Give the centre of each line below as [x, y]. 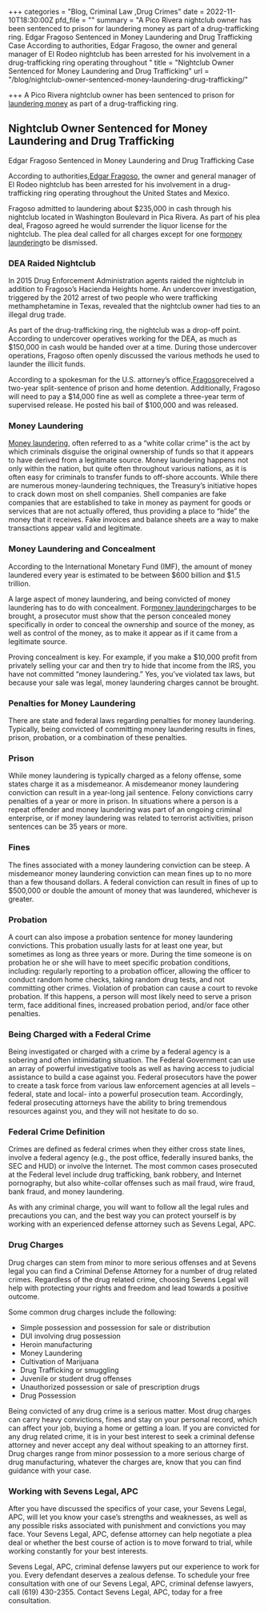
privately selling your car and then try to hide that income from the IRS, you [132, 665]
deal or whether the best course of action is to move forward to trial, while [130, 1542]
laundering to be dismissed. [53, 242]
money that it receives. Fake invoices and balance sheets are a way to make [133, 520]
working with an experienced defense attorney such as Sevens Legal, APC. [132, 1224]
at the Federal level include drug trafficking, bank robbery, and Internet [125, 1174]
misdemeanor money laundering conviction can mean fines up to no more [130, 873]
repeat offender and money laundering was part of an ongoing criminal [125, 810]
